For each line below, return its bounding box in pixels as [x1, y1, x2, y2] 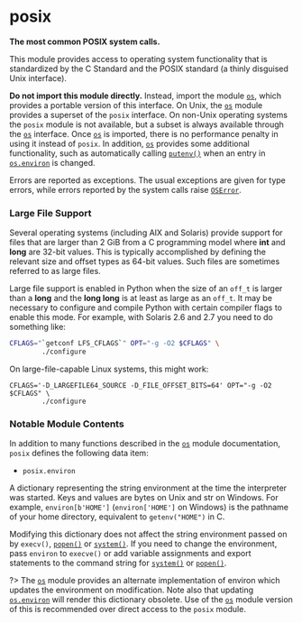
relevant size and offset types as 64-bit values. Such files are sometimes [9, 256, 280, 267]
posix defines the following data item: [9, 448, 149, 459]
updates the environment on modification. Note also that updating [9, 584, 254, 596]
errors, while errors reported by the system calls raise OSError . [9, 184, 242, 195]
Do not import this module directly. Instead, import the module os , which [9, 90, 282, 101]
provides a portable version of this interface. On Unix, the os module [9, 99, 263, 110]
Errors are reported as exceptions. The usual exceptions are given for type [9, 174, 286, 186]
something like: [9, 322, 66, 333]
